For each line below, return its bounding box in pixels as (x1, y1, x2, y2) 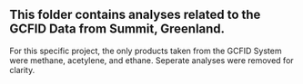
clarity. (9, 64, 35, 75)
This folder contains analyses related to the (9, 7, 261, 23)
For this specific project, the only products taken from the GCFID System (9, 45, 282, 56)
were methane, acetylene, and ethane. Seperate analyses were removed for (9, 54, 294, 66)
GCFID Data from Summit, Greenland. (9, 22, 226, 37)
